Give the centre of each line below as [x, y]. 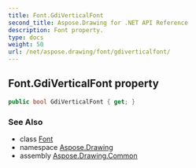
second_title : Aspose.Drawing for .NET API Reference [98, 23]
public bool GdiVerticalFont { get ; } [72, 102]
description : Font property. [56, 30]
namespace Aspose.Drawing [66, 147]
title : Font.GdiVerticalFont [56, 15]
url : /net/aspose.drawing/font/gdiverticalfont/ [89, 52]
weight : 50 [26, 45]
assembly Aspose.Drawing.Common [78, 155]
